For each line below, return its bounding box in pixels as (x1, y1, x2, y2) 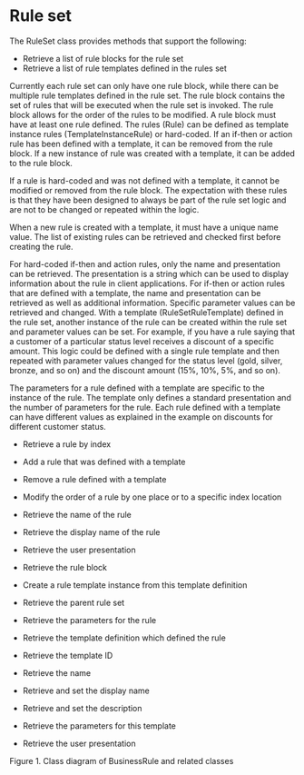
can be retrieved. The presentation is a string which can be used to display (9, 268, 289, 279)
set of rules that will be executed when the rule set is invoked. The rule (9, 99, 274, 110)
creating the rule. (9, 241, 74, 252)
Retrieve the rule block (22, 561, 107, 572)
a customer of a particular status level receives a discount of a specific (9, 335, 275, 346)
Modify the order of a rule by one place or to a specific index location (22, 492, 282, 502)
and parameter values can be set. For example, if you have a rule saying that (9, 326, 295, 337)
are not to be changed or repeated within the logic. (9, 204, 200, 214)
